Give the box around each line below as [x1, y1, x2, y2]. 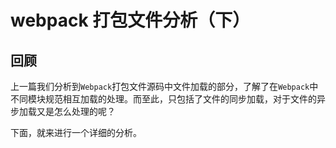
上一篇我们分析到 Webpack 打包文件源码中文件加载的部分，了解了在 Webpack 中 [10, 81, 319, 92]
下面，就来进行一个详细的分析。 [10, 127, 142, 138]
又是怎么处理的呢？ [36, 106, 116, 117]
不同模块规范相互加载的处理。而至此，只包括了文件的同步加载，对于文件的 [10, 93, 317, 105]
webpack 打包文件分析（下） [10, 9, 251, 32]
